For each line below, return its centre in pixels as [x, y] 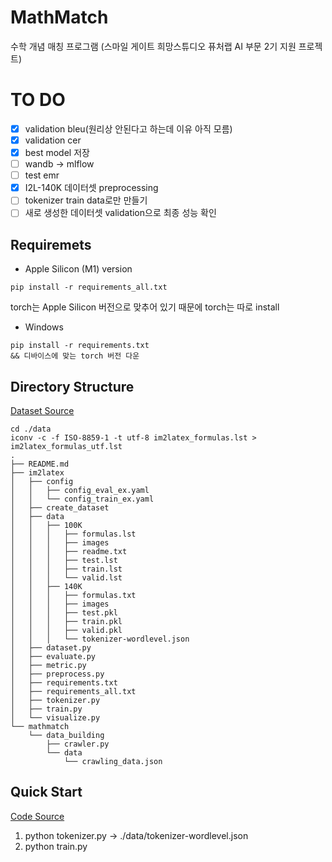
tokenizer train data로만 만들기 [86, 200]
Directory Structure [72, 386]
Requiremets [51, 244]
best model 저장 [57, 152]
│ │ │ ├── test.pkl [64, 613]
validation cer [53, 140]
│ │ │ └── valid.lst [66, 578]
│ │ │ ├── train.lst [66, 569]
